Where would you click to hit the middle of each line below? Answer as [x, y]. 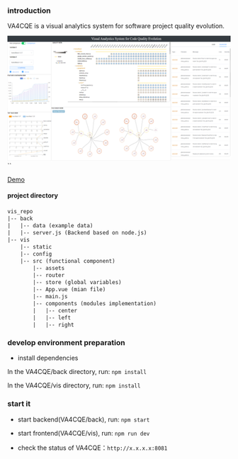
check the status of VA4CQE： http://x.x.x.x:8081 [92, 448]
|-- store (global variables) [77, 283]
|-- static [36, 247]
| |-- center [55, 311]
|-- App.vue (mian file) [69, 290]
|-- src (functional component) [68, 261]
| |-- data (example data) [50, 226]
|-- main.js [51, 297]
